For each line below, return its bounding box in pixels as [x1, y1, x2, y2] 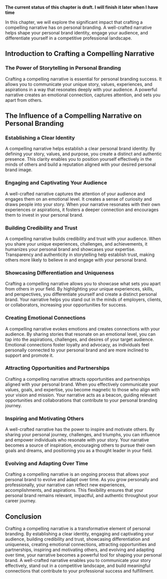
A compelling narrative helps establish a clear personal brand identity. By [5, 146, 156, 152]
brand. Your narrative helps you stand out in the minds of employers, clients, [5, 296, 162, 302]
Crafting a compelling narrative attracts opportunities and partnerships [5, 376, 151, 382]
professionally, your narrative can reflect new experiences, [5, 482, 126, 488]
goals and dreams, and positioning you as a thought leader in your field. [5, 448, 153, 454]
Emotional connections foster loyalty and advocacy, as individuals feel [5, 341, 150, 347]
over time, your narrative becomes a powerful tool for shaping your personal [5, 552, 162, 558]
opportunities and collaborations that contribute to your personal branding [5, 397, 158, 403]
